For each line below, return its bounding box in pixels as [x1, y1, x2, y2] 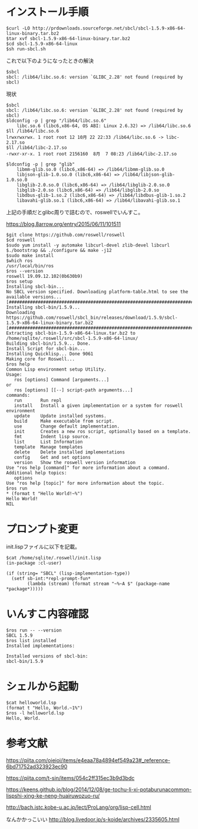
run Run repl [14, 397, 62, 403]
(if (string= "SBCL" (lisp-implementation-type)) [6, 570, 131, 577]
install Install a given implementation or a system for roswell [14, 403, 183, 409]
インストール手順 [6, 5, 89, 19]
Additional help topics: [6, 469, 67, 476]
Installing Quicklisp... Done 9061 [6, 351, 94, 357]
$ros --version [6, 268, 44, 274]
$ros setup [6, 279, 33, 284]
